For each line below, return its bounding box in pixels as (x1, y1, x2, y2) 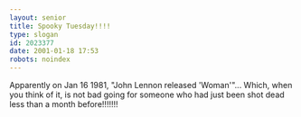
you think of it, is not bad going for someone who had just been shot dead (9, 89, 285, 100)
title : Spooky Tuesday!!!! (9, 22, 111, 31)
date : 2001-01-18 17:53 (9, 47, 99, 56)
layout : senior (9, 13, 67, 22)
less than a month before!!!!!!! (9, 99, 119, 109)
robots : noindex (9, 55, 71, 64)
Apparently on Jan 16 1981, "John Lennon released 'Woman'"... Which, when (9, 80, 293, 90)
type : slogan (9, 30, 59, 39)
